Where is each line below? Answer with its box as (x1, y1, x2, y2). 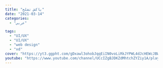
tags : (5, 29, 16, 34)
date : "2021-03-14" (5, 11, 45, 16)
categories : (5, 16, 29, 21)
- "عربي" (9, 20, 27, 25)
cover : (5, 51, 18, 56)
